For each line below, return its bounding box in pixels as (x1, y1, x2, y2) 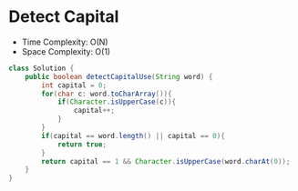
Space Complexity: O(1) (21, 45, 111, 56)
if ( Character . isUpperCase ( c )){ (57, 97, 177, 106)
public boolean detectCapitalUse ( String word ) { (25, 72, 213, 81)
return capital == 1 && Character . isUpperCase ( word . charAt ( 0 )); (41, 156, 291, 166)
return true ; (57, 139, 107, 149)
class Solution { (8, 64, 75, 73)
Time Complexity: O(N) (21, 36, 108, 47)
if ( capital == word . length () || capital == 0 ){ (41, 131, 225, 140)
